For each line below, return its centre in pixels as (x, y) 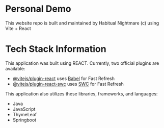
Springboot (24, 120)
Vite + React (18, 28)
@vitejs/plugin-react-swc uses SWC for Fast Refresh (68, 84)
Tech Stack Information (56, 49)
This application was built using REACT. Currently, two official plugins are (82, 63)
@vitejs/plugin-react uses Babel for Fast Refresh (64, 78)
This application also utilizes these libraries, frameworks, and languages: (81, 94)
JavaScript (24, 109)
